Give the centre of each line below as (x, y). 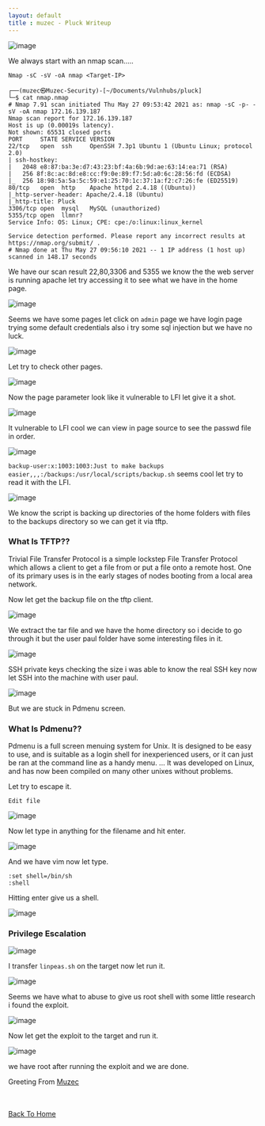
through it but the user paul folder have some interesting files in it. (115, 639)
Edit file (25, 801)
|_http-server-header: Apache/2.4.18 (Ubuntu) (86, 195)
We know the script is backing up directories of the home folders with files (129, 513)
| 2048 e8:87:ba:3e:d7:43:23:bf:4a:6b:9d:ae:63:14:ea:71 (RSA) (118, 167)
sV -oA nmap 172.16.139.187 (55, 112)
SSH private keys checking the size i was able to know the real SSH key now (132, 669)
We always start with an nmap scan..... (71, 61)
